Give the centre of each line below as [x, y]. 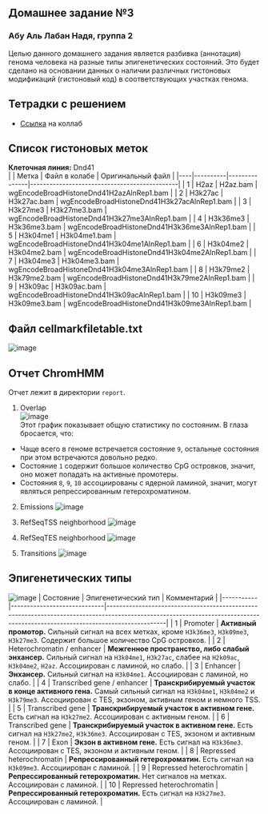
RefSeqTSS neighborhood [63, 522]
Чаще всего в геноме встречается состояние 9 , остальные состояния [140, 449]
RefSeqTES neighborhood [63, 537]
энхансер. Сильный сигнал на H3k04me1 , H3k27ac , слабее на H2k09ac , [124, 657]
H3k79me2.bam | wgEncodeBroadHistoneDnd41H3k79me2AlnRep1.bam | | [132, 278]
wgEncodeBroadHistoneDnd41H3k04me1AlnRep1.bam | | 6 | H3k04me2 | [129, 244]
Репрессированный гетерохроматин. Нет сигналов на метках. [118, 776]
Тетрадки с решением [67, 104]
